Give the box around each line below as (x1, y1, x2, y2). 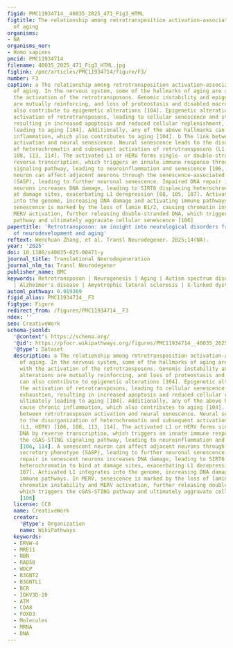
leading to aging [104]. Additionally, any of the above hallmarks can (13, 126, 225, 133)
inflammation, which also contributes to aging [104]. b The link (13, 133, 209, 140)
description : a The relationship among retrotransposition (13, 352, 188, 360)
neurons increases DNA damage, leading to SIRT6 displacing (13, 185, 191, 192)
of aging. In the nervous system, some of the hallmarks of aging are (13, 88, 222, 94)
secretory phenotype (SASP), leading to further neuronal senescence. (19, 449, 228, 456)
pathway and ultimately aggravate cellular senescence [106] (13, 217, 194, 224)
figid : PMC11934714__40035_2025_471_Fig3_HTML (7, 10, 144, 17)
